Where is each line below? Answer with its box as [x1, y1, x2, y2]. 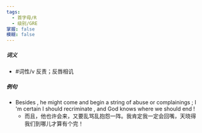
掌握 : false [6, 26, 35, 32]
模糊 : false [6, 32, 35, 38]
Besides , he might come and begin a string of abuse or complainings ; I [15, 99, 196, 106]
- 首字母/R [12, 15, 37, 21]
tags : [6, 9, 20, 15]
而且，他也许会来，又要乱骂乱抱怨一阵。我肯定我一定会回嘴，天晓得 [24, 112, 196, 120]
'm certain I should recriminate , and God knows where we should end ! [15, 105, 195, 113]
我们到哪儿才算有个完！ [24, 120, 84, 128]
